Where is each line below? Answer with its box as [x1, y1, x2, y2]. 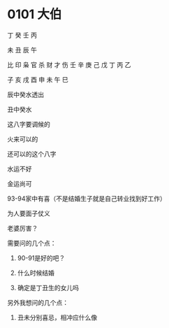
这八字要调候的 [7, 120, 50, 128]
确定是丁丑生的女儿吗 [17, 283, 79, 292]
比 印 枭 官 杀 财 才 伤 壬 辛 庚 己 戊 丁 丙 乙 [7, 60, 131, 69]
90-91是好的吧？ [17, 253, 66, 262]
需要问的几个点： [7, 238, 57, 247]
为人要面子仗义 [7, 209, 50, 218]
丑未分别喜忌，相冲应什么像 [17, 313, 98, 322]
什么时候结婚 [17, 269, 54, 277]
